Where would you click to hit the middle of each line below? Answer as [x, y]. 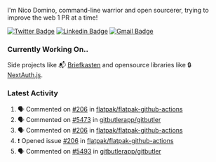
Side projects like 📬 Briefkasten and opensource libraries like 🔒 [99, 65]
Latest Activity [33, 93]
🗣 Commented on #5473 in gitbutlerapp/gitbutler [89, 119]
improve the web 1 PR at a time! [53, 18]
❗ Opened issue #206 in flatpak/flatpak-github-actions [95, 140]
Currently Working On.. [48, 49]
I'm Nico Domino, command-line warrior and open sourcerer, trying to [108, 10]
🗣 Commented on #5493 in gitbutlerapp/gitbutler [89, 151]
